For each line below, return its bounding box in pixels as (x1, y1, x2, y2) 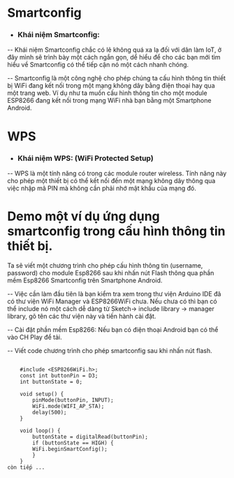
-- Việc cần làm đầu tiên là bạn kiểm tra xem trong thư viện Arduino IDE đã (7, 289, 221, 298)
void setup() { (20, 390, 64, 398)
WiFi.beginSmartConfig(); (32, 445, 108, 452)
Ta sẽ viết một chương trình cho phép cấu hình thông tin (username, (7, 261, 203, 270)
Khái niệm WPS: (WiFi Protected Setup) (17, 153, 154, 163)
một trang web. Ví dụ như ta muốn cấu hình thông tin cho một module (7, 89, 207, 97)
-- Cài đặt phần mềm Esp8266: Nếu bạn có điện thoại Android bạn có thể (7, 325, 219, 333)
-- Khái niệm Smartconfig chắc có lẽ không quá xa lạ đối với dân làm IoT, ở (7, 45, 222, 54)
